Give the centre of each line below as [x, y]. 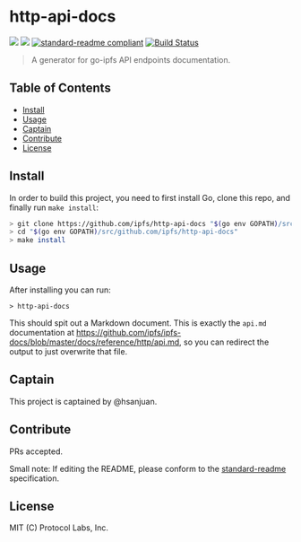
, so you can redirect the [224, 342]
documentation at [42, 332]
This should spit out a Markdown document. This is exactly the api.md [138, 323]
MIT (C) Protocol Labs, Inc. [59, 528]
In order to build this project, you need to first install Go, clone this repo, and [150, 197]
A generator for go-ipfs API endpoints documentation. [131, 59]
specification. [34, 478]
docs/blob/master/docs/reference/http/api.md [95, 342]
